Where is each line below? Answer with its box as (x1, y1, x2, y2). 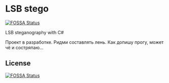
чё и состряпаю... (5, 44, 44, 50)
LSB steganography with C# (5, 29, 64, 35)
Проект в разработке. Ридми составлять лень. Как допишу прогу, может (5, 39, 164, 45)
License (5, 59, 31, 68)
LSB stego (5, 3, 49, 15)
